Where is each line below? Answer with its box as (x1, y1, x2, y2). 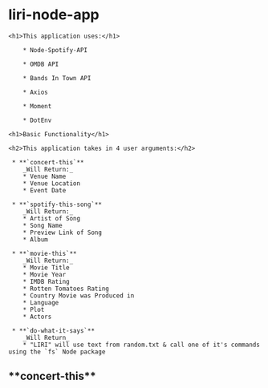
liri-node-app (8, 6, 99, 24)
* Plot (22, 305, 45, 313)
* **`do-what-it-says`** (11, 326, 95, 334)
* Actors (22, 313, 52, 321)
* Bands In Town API (22, 74, 91, 82)
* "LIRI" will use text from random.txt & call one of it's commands (22, 341, 261, 349)
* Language (22, 298, 59, 306)
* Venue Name (22, 172, 67, 180)
